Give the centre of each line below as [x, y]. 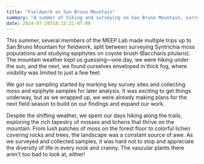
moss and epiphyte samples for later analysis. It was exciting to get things [99, 91]
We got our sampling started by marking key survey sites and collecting [96, 84]
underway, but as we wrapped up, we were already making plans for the [97, 97]
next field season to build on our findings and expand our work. [86, 104]
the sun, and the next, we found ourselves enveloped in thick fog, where [97, 66]
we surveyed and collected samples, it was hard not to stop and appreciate [100, 142]
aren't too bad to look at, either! [46, 154]
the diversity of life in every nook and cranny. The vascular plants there [95, 148]
